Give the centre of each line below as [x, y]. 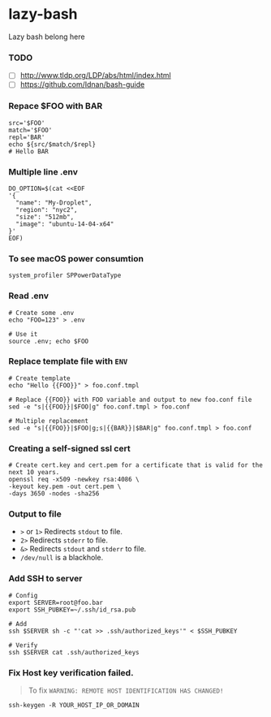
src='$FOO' [27, 123]
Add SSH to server [45, 579]
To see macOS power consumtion [76, 258]
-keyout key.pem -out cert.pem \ [65, 487]
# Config [23, 595]
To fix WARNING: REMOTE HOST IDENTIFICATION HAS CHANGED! [126, 690]
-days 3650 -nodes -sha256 [54, 494]
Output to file [35, 514]
